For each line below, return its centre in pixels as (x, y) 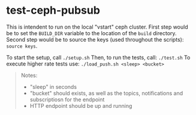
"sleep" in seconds (53, 86)
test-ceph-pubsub (53, 10)
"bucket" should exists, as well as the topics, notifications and (106, 93)
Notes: (29, 75)
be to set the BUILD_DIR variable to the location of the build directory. (91, 33)
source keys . (22, 46)
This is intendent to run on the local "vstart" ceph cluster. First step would (97, 27)
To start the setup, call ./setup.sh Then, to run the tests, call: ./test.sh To (98, 57)
